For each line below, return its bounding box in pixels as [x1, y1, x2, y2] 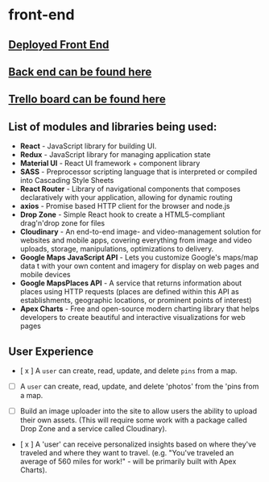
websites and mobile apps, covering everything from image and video [19, 235, 252, 245]
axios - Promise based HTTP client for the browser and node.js [19, 202, 230, 211]
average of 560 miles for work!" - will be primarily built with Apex [19, 457, 237, 467]
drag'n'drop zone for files [19, 218, 106, 228]
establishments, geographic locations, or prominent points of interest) [19, 296, 252, 305]
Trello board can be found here [8, 93, 167, 106]
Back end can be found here [8, 64, 152, 78]
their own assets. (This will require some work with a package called [19, 415, 247, 425]
